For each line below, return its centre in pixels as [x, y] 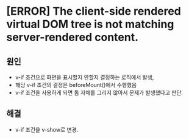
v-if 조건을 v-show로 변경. [47, 129]
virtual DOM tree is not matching [90, 24]
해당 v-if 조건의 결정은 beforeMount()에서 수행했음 [76, 85]
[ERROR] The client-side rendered [94, 11]
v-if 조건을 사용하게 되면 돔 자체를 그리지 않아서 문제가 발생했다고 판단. [99, 92]
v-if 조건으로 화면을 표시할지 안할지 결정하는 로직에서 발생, [84, 77]
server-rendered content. [73, 37]
